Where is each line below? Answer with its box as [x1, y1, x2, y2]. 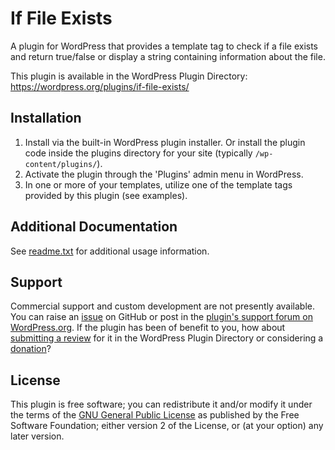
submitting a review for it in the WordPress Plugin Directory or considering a [10, 332, 324, 344]
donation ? [10, 343, 52, 355]
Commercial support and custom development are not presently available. [10, 300, 316, 312]
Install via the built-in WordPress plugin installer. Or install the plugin [24, 136, 306, 148]
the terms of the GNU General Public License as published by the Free [10, 409, 300, 421]
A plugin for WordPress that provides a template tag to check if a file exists [10, 40, 319, 52]
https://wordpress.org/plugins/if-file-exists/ [10, 80, 190, 92]
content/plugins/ [24, 159, 98, 169]
